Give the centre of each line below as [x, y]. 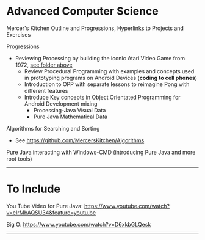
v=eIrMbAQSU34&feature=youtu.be [51, 213]
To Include [34, 189]
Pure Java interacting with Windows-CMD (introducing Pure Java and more [101, 152]
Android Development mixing [61, 104]
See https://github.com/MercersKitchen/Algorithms [80, 140]
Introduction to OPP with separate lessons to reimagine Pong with [107, 84]
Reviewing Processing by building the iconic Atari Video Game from [100, 58]
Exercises [19, 34]
